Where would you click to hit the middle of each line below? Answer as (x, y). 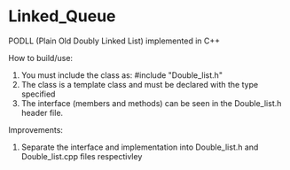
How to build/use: (40, 58)
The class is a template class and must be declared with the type (140, 84)
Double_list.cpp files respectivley (82, 156)
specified (38, 94)
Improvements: (36, 129)
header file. (42, 112)
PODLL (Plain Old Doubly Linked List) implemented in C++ (114, 41)
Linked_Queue (62, 16)
